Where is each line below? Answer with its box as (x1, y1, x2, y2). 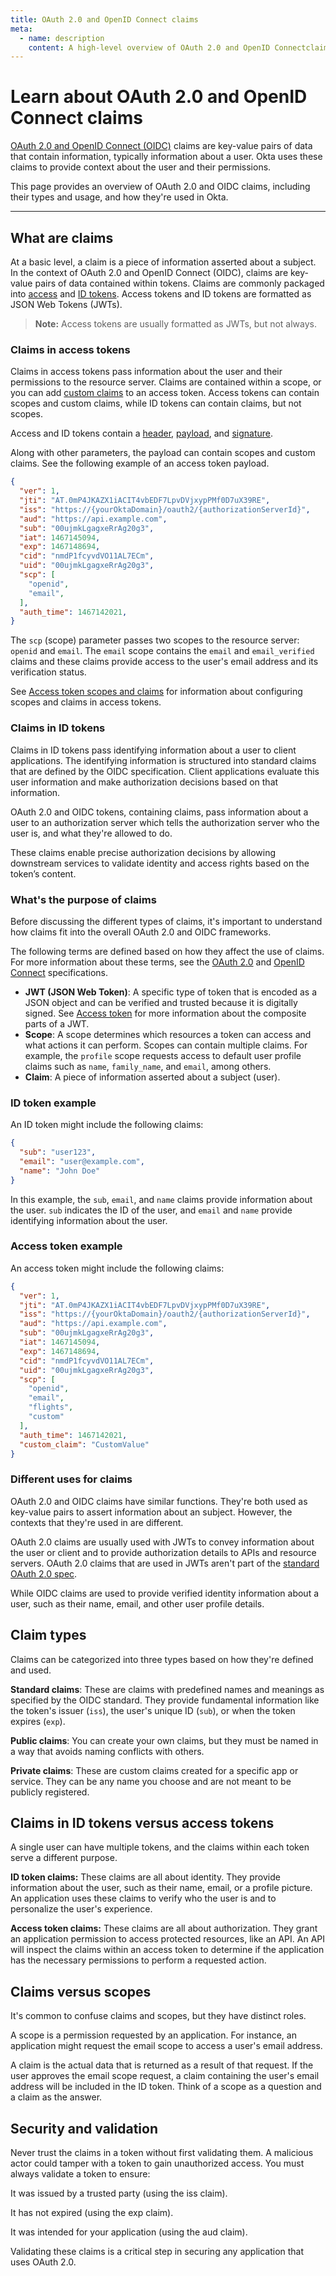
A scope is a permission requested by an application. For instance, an (10, 2029, 297, 2041)
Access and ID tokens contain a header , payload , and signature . (10, 427, 273, 440)
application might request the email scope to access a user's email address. (10, 2040, 323, 2052)
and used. (10, 1664, 52, 1676)
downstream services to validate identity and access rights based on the (10, 857, 310, 869)
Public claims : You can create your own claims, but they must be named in (10, 1734, 319, 1746)
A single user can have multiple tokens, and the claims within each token (10, 1841, 310, 1853)
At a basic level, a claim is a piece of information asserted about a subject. (10, 256, 317, 268)
